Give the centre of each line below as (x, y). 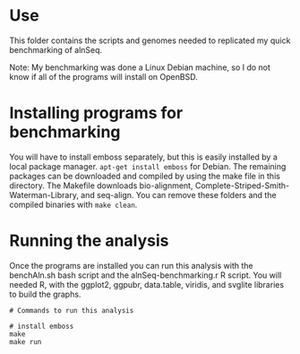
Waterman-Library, (44, 194)
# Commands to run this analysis (72, 310)
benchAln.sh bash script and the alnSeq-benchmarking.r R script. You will (146, 275)
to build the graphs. (45, 294)
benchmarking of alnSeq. (56, 49)
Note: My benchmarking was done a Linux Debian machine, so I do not (140, 67)
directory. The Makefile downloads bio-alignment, (101, 186)
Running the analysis (89, 241)
